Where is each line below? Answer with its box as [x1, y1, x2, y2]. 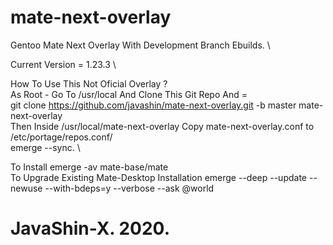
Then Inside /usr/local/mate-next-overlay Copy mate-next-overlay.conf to [10, 120, 315, 132]
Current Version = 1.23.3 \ [10, 58, 117, 70]
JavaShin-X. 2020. [10, 217, 171, 240]
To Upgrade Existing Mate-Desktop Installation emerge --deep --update [10, 171, 308, 183]
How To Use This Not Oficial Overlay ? [10, 77, 168, 90]
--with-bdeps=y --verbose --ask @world [44, 182, 215, 194]
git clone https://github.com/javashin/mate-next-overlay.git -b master [10, 99, 297, 111]
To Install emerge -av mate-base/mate [10, 161, 169, 173]
